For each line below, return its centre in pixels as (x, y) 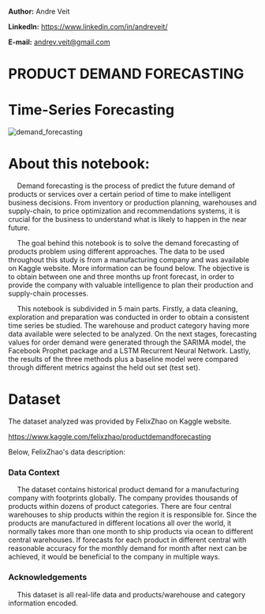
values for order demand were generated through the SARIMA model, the (127, 342)
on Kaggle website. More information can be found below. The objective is (129, 269)
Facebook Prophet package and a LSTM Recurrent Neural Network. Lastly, (129, 351)
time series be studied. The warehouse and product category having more (129, 326)
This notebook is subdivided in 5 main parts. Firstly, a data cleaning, (127, 309)
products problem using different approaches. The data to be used (116, 251)
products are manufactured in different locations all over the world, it (120, 523)
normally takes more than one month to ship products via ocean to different (131, 532)
